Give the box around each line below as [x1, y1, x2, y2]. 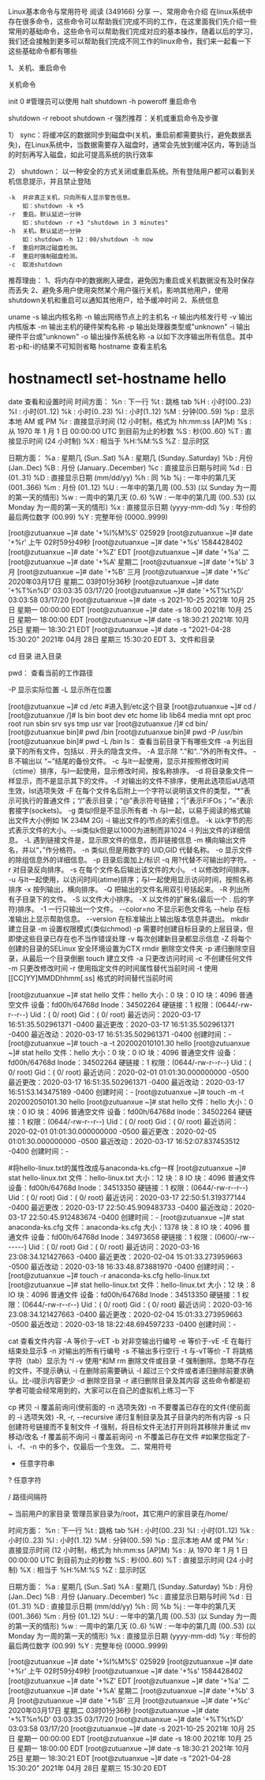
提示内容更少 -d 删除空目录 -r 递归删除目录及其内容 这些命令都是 [33, 1375, 244, 1385]
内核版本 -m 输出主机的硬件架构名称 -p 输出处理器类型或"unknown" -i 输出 [8, 322, 251, 331]
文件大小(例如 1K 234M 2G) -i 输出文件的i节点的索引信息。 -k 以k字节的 [14, 815, 246, 825]
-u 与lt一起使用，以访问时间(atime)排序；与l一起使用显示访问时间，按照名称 [8, 874, 254, 884]
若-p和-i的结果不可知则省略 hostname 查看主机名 [8, 342, 167, 351]
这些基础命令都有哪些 [8, 47, 77, 55]
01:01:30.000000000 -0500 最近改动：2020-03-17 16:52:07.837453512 [8, 1136, 241, 1146]
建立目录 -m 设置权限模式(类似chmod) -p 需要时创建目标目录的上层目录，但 [8, 924, 254, 933]
